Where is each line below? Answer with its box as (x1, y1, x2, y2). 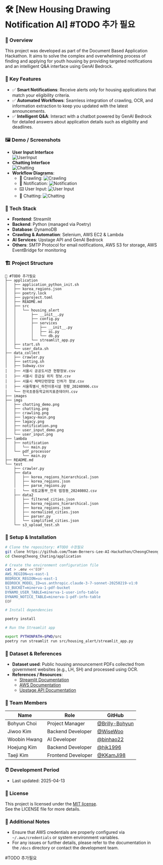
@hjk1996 (97, 744, 121, 751)
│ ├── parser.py (14, 514, 51, 519)
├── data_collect (5, 350, 40, 355)
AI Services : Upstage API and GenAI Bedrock (12, 237, 103, 243)
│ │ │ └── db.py (5, 333, 60, 338)
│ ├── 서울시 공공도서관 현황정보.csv (5, 368, 76, 373)
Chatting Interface (12, 160, 50, 166)
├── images (5, 393, 27, 398)
